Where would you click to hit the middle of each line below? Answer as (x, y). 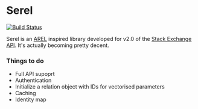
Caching (25, 93)
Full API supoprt (35, 74)
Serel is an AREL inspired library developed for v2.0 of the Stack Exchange (99, 39)
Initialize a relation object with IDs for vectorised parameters (90, 87)
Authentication (33, 80)
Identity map (30, 99)
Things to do (25, 61)
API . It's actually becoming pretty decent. (58, 45)
